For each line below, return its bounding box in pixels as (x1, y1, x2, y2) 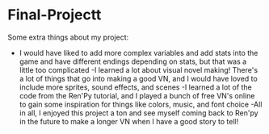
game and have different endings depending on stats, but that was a (19, 57, 247, 66)
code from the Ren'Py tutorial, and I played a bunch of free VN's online (19, 90, 255, 100)
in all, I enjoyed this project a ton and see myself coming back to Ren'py (19, 107, 259, 118)
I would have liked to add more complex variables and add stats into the (19, 48, 258, 57)
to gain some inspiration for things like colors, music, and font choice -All (19, 99, 263, 109)
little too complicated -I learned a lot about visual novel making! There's (19, 65, 258, 74)
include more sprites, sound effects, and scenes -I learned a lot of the (19, 82, 252, 92)
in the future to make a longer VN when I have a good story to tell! (19, 116, 239, 126)
